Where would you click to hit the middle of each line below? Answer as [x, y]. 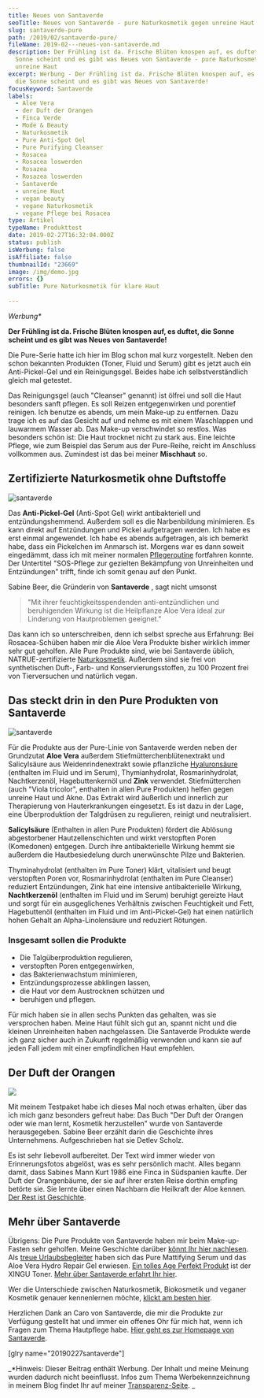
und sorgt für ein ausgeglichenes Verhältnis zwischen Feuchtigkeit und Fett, [131, 903]
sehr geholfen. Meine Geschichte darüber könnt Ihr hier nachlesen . [140, 1249]
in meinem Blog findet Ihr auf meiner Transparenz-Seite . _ [102, 1385]
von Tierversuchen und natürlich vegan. [73, 676]
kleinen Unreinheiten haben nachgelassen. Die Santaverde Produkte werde [130, 1031]
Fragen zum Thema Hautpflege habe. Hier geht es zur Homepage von [121, 1330]
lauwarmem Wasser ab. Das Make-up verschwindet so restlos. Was [117, 428]
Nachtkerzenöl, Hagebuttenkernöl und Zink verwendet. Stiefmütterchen [125, 781]
